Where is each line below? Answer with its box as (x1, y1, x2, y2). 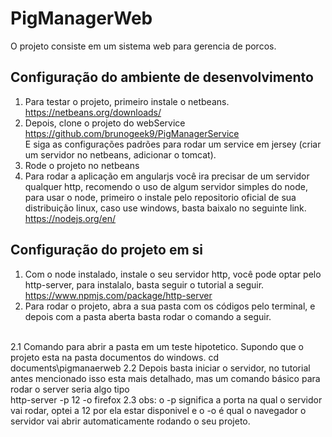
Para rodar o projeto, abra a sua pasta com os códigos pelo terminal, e (24, 300, 316, 312)
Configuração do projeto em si (10, 242, 203, 259)
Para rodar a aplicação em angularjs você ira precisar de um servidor (24, 170, 310, 182)
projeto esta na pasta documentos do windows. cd (10, 351, 220, 363)
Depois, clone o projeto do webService (24, 117, 186, 129)
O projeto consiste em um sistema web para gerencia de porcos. (10, 40, 277, 52)
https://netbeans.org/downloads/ (24, 106, 162, 118)
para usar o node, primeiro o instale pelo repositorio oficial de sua (24, 191, 297, 203)
